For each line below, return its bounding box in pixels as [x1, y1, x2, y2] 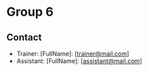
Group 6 [6, 4, 54, 20]
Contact [6, 32, 42, 43]
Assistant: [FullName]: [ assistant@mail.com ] [16, 57, 143, 65]
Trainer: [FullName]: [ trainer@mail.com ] [16, 49, 130, 58]
